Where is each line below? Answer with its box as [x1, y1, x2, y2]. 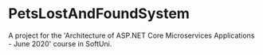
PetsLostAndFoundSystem [8, 5, 190, 23]
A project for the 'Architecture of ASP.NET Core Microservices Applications [8, 31, 255, 40]
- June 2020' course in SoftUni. [8, 38, 112, 48]
